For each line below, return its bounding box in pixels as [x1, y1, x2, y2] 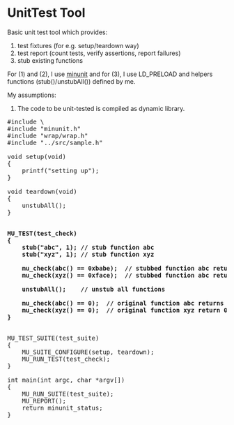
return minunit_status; [22, 403, 103, 412]
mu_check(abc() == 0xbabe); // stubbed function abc [22, 264, 210, 272]
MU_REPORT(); [22, 396, 66, 405]
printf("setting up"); [22, 166, 100, 174]
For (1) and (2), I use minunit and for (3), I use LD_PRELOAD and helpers [7, 70, 213, 78]
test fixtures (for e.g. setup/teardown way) [17, 41, 139, 50]
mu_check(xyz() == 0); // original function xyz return [22, 306, 221, 314]
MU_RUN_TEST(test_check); [22, 355, 111, 363]
